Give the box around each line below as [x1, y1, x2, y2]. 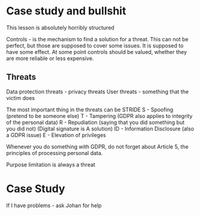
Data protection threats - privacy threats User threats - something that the [6, 88, 189, 95]
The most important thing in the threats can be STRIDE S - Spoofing [6, 106, 174, 113]
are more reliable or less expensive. [6, 54, 94, 62]
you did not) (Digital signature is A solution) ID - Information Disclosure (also [6, 125, 195, 132]
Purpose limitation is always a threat [6, 161, 96, 168]
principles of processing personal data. [6, 149, 103, 156]
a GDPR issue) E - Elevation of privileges [6, 131, 107, 138]
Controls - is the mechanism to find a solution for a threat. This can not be [6, 35, 189, 43]
